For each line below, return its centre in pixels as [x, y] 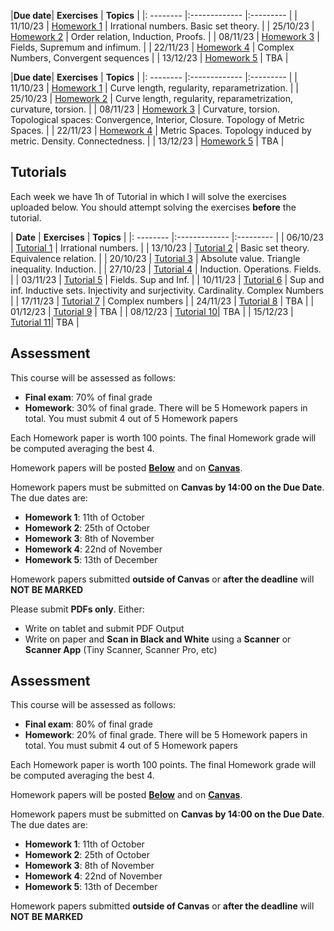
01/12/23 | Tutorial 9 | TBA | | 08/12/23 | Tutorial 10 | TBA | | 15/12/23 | [152, 311]
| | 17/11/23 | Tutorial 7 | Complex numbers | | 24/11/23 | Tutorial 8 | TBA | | [162, 301]
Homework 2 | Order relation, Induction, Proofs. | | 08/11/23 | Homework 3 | [165, 36]
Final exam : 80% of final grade [88, 724]
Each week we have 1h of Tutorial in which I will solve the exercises [148, 196]
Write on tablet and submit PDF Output [104, 628]
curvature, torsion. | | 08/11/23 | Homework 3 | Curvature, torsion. [145, 109]
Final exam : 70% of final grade [88, 397]
